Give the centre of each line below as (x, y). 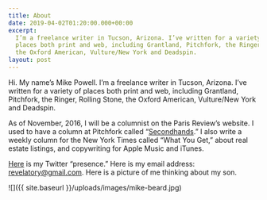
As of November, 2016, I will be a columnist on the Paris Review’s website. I (131, 123)
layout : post (30, 60)
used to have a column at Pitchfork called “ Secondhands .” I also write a (125, 131)
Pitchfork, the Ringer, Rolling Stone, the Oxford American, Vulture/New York (132, 99)
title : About (30, 15)
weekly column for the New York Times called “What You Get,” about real (128, 140)
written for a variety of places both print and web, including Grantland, (124, 90)
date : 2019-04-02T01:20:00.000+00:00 (71, 23)
